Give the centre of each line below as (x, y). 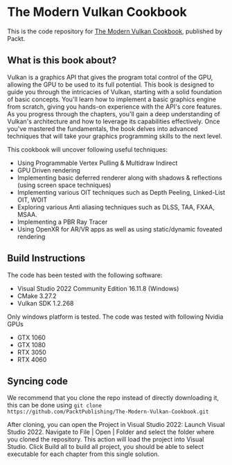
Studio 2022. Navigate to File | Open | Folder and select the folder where (111, 432)
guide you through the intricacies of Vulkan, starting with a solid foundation (115, 91)
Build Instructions (46, 258)
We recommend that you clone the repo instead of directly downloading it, (113, 398)
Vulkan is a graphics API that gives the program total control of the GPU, (110, 77)
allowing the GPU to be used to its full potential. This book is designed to (111, 85)
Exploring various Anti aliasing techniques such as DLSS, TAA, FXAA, (116, 207)
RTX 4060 (32, 359)
